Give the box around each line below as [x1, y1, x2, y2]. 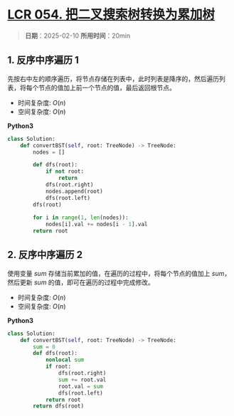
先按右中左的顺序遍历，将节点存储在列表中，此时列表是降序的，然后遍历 [7, 74, 219, 82]
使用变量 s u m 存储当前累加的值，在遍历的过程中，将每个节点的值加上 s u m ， [7, 269, 231, 277]
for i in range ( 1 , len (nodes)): [33, 214, 129, 221]
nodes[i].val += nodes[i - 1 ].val [45, 221, 148, 228]
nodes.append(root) [45, 188, 103, 195]
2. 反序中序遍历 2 [7, 249, 83, 261]
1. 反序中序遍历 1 [7, 54, 80, 66]
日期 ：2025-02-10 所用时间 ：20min [24, 31, 131, 40]
